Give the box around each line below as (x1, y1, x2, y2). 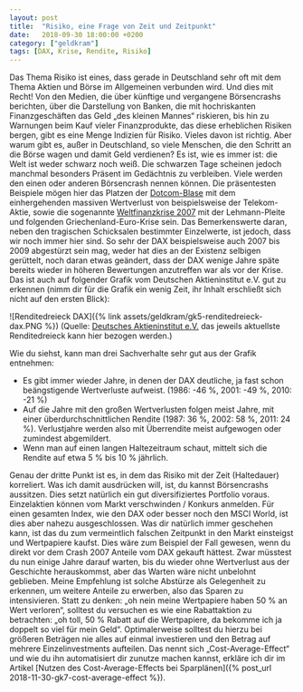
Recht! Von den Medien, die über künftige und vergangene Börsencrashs (9, 92, 281, 102)
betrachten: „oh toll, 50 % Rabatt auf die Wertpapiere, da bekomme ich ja (9, 614, 282, 626)
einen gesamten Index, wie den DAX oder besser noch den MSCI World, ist (9, 509, 289, 520)
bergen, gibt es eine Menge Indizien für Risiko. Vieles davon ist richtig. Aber (9, 130, 292, 141)
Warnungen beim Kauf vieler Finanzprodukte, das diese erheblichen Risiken (9, 120, 292, 132)
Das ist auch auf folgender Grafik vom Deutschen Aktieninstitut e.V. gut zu (9, 274, 287, 286)
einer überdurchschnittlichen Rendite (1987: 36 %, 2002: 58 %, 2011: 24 (22, 414, 291, 424)
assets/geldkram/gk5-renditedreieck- (123, 311, 263, 322)
